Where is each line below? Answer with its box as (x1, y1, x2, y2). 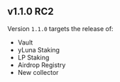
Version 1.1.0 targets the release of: (7, 24, 114, 33)
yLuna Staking (17, 45, 60, 54)
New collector (17, 68, 59, 76)
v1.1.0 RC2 (7, 6, 54, 18)
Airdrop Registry (17, 60, 66, 69)
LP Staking (17, 53, 50, 61)
